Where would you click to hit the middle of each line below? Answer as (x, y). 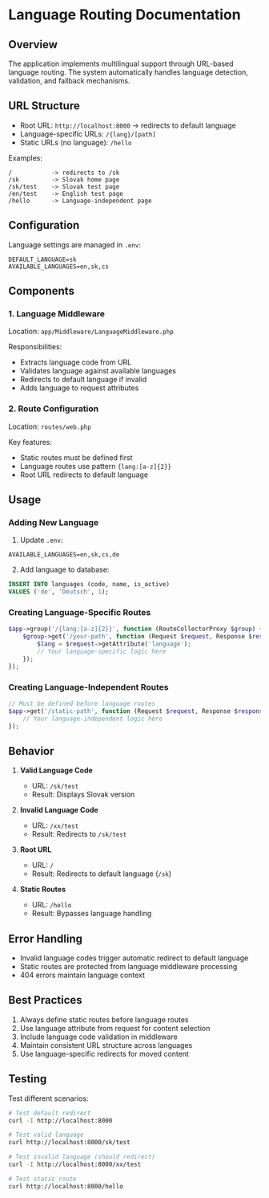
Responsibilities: (35, 347)
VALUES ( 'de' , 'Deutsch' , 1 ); (59, 592)
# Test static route (43, 1179)
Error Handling (45, 938)
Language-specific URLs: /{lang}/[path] (88, 133)
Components (41, 291)
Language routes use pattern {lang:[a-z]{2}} (96, 466)
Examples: (25, 157)
